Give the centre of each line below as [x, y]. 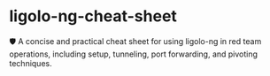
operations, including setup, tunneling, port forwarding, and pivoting [134, 54]
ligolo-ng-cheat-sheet [93, 16]
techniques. [31, 63]
